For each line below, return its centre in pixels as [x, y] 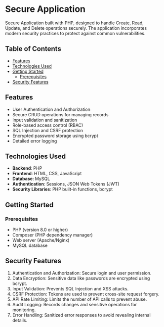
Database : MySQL [31, 179]
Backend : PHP [27, 168]
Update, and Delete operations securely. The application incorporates [76, 28]
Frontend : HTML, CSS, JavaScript [47, 174]
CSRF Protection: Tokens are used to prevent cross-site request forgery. [86, 294]
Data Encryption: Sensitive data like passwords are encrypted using [81, 278]
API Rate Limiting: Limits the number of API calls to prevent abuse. [80, 299]
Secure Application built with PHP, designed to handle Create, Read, [75, 23]
